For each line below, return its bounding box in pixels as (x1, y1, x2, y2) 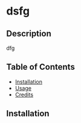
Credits (15, 91, 34, 98)
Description (6, 28, 51, 39)
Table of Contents (6, 62, 76, 72)
